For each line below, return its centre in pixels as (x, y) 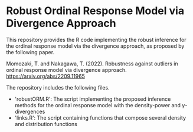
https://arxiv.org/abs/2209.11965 (46, 76)
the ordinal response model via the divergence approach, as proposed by (95, 46)
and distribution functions (46, 124)
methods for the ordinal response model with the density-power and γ (100, 105)
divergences (30, 111)
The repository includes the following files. (58, 87)
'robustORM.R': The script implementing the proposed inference (93, 99)
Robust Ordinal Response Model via (95, 11)
